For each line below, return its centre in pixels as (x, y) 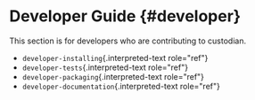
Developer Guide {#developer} (125, 16)
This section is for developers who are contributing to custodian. (128, 41)
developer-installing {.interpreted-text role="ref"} (115, 58)
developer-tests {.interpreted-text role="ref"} (105, 67)
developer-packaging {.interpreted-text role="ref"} (113, 76)
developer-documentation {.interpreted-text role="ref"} (121, 86)
